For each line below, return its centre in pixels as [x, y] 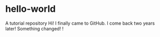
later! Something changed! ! [35, 28]
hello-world [31, 9]
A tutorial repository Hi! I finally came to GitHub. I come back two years [80, 23]
